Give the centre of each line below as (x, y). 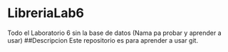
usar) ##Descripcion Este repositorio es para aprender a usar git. (103, 40)
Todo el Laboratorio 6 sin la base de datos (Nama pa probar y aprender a (115, 33)
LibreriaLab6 (46, 13)
